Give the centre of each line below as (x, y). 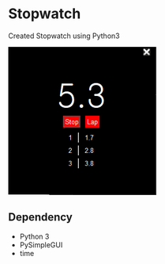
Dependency (40, 218)
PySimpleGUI (41, 245)
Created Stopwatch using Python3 (64, 36)
